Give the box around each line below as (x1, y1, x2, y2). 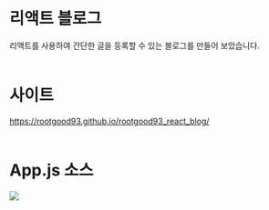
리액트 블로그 (9, 8, 102, 29)
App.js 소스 (9, 160, 94, 181)
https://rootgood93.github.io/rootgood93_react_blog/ (9, 115, 210, 126)
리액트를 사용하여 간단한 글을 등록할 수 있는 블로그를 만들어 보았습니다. (9, 40, 260, 51)
